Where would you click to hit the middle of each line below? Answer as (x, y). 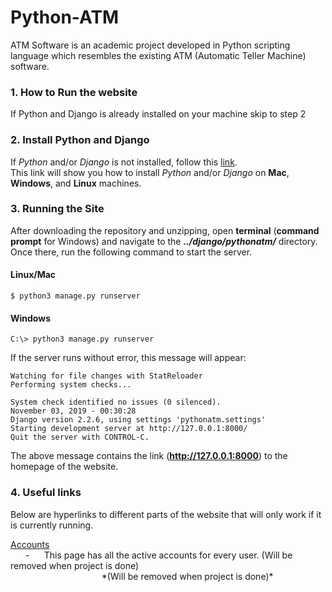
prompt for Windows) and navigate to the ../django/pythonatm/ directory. (164, 241)
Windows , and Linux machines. (76, 183)
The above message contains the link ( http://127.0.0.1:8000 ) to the (149, 456)
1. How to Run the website (74, 92)
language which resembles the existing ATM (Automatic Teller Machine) (158, 55)
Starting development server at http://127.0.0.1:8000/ (129, 429)
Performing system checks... (71, 385)
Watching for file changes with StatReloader (106, 376)
